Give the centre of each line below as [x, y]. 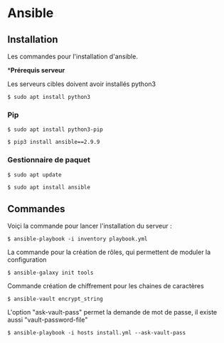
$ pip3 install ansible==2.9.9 [54, 142]
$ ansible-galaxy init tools [50, 273]
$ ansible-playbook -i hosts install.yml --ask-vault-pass [97, 333]
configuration [27, 260]
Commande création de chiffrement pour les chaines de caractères [106, 286]
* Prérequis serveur [36, 70]
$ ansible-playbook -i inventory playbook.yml [78, 239]
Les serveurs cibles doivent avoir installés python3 [82, 84]
